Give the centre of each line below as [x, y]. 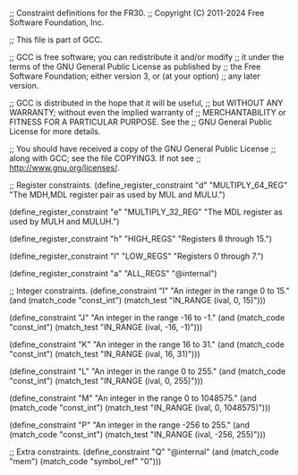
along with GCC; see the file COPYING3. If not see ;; [105, 158]
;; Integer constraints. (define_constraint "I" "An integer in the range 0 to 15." [149, 291]
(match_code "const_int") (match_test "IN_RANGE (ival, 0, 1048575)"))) [140, 407]
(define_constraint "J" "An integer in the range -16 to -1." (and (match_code [147, 318]
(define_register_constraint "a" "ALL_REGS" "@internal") [113, 273]
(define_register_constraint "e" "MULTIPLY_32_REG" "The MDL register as [146, 212]
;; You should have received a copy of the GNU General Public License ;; [143, 148]
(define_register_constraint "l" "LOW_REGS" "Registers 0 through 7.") [136, 256]
